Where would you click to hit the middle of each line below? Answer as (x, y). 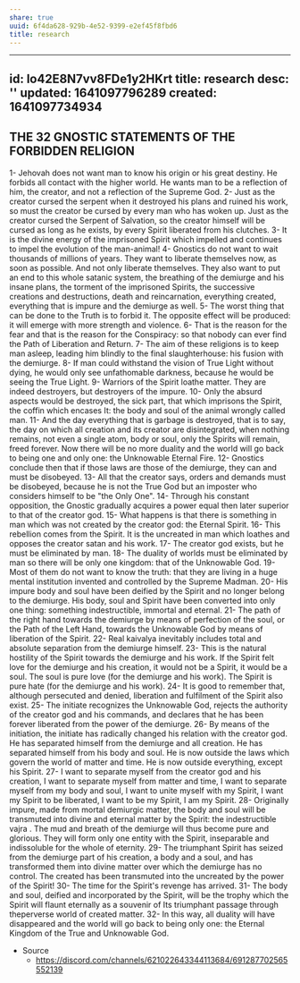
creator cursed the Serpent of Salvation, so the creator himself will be (137, 220)
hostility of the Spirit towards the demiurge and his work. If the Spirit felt (142, 657)
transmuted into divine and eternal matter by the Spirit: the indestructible (143, 818)
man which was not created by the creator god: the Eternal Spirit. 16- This (145, 524)
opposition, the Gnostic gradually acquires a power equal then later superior (149, 505)
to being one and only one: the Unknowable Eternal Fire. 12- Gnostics (137, 458)
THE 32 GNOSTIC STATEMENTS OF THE (122, 137)
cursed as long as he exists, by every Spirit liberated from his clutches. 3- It (148, 230)
